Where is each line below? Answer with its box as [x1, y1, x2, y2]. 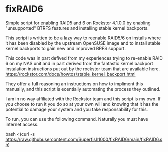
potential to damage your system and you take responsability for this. [5, 106, 148, 112]
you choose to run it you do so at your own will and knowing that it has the [5, 101, 159, 107]
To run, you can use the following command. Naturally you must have [5, 116, 148, 122]
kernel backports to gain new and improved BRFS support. [5, 45, 126, 51]
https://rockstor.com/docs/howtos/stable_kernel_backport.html [5, 71, 136, 77]
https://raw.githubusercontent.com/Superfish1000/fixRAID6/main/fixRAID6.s [5, 136, 163, 142]
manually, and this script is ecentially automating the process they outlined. [5, 86, 161, 92]
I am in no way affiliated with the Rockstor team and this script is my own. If [5, 96, 161, 102]
